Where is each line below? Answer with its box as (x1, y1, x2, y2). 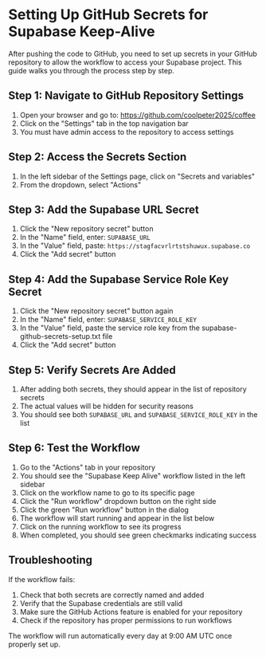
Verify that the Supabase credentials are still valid (19, 598, 183, 608)
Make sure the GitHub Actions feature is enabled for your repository (19, 607, 243, 616)
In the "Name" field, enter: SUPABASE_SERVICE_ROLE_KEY (19, 315, 198, 325)
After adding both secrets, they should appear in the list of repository (19, 384, 247, 394)
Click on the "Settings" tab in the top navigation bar (19, 118, 189, 128)
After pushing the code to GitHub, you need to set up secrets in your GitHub (8, 49, 257, 58)
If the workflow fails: (8, 574, 76, 584)
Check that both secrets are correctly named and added (19, 590, 205, 600)
